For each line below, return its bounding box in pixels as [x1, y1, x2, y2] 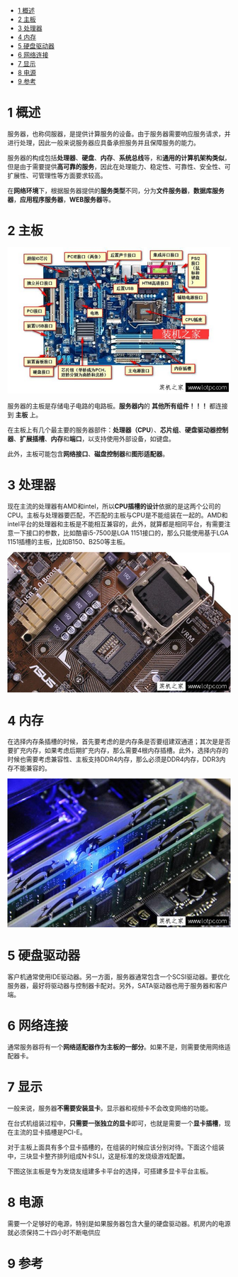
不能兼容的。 [13, 764, 51, 773]
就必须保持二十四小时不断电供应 [7, 1228, 101, 1237]
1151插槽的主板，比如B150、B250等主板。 [7, 537, 130, 545]
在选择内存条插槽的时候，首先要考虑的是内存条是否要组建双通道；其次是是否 [7, 737, 231, 746]
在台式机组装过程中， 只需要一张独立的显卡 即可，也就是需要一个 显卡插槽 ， [7, 1119, 225, 1127]
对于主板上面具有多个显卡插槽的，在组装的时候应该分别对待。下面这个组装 [7, 1143, 225, 1151]
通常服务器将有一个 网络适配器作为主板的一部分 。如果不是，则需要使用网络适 [7, 1043, 231, 1051]
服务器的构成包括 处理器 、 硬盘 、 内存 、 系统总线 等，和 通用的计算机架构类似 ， [7, 153, 231, 162]
